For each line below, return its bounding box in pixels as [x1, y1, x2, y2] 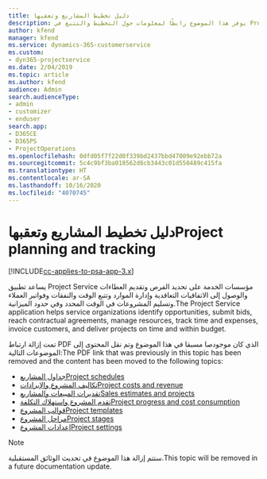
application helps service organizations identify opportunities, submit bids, [8, 307, 253, 316]
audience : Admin [8, 85, 62, 94]
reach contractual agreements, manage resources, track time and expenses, [8, 315, 258, 325]
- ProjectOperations [8, 145, 77, 153]
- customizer [8, 108, 52, 116]
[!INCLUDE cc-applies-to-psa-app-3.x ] [8, 266, 134, 276]
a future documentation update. [8, 462, 113, 471]
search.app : [8, 122, 48, 130]
